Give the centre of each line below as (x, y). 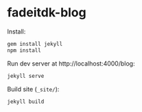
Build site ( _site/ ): (33, 89)
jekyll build (26, 101)
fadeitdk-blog (47, 13)
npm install (24, 50)
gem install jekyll (35, 44)
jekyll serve (26, 76)
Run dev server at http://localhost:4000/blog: (71, 64)
